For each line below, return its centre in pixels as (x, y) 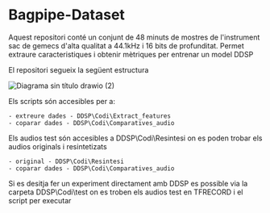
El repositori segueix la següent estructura (79, 69)
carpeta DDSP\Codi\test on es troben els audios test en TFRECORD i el (126, 192)
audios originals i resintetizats (58, 146)
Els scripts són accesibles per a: (62, 101)
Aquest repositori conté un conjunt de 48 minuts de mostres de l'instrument (134, 37)
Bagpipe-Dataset (66, 15)
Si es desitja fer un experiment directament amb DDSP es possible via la (128, 183)
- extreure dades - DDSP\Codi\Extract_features (90, 116)
